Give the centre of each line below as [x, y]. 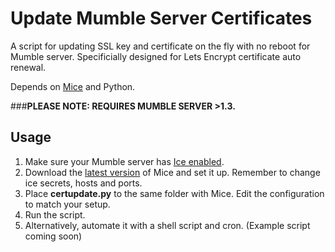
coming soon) [53, 236]
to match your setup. [67, 204]
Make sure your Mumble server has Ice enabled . [124, 161]
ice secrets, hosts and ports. [83, 183]
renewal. [28, 67]
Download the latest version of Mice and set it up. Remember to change [172, 172]
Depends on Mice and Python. [73, 86]
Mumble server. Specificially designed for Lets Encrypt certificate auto [156, 56]
